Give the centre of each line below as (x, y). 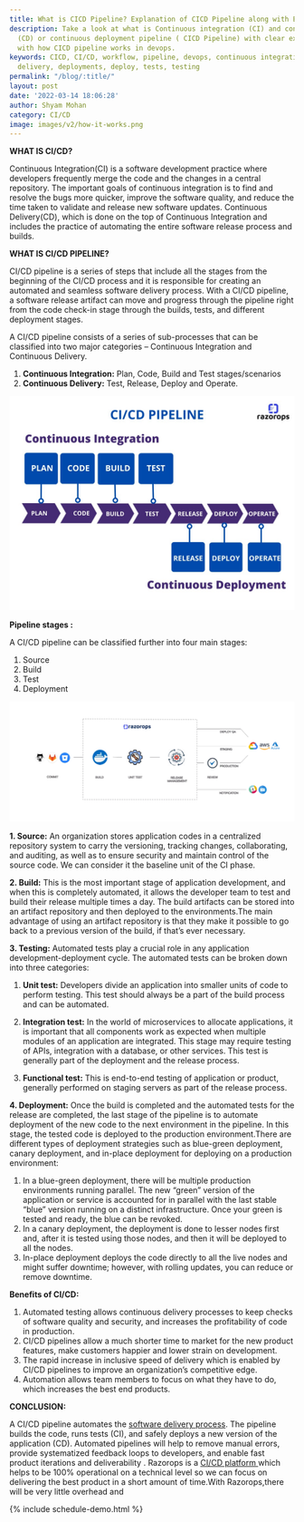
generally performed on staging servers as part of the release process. (155, 1088)
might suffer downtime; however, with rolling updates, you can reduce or (158, 1267)
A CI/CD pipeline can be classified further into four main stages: (128, 643)
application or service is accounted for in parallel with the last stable (150, 1200)
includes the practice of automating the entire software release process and (151, 227)
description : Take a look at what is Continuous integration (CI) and (145, 29)
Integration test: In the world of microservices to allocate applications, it (158, 1022)
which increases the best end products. (96, 1389)
